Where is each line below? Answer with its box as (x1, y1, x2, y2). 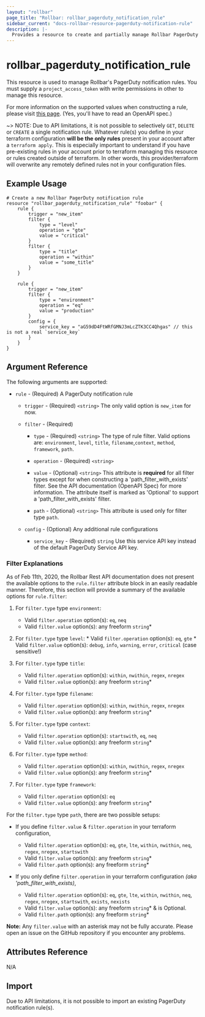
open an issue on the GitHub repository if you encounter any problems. (6, 929, 185, 936)
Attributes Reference (6, 947, 88, 958)
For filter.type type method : (15, 750, 88, 758)
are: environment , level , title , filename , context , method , (33, 439, 176, 446)
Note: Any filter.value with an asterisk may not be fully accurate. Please (6, 923, 193, 930)
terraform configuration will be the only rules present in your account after (6, 135, 195, 142)
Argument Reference (6, 362, 88, 372)
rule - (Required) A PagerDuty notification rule (15, 390, 133, 397)
